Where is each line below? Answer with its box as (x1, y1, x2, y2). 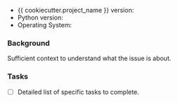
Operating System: (17, 21, 72, 29)
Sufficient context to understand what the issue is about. (7, 54, 172, 62)
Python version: (17, 13, 63, 22)
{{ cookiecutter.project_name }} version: (17, 6, 134, 14)
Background (7, 38, 51, 48)
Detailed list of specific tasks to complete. (17, 88, 139, 96)
